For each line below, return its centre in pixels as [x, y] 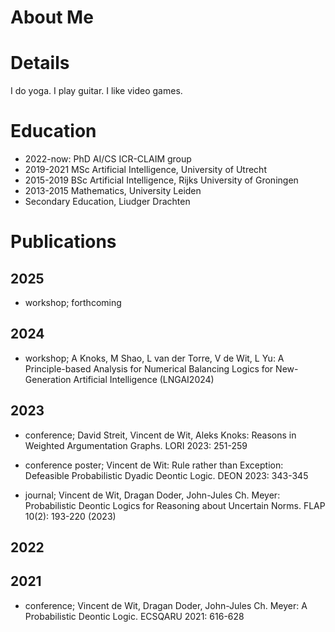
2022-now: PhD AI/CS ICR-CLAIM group [108, 159]
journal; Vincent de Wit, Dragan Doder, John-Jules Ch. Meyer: [152, 495]
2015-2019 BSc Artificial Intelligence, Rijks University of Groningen [161, 180]
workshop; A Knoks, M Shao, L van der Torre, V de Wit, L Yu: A [154, 358]
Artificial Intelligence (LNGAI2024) [144, 379]
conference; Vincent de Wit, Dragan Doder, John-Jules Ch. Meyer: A [166, 605]
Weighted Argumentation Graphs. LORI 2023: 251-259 [136, 445]
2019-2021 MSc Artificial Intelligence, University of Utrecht [145, 170]
